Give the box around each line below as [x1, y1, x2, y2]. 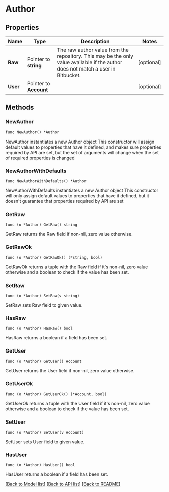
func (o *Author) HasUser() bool [5, 463, 75, 468]
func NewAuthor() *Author [5, 129, 59, 135]
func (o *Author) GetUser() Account [5, 359, 82, 364]
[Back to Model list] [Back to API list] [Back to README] [5, 481, 121, 487]
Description [80, 38, 110, 45]
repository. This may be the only [57, 53, 133, 59]
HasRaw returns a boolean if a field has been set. [5, 335, 107, 341]
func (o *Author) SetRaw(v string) [5, 293, 80, 298]
